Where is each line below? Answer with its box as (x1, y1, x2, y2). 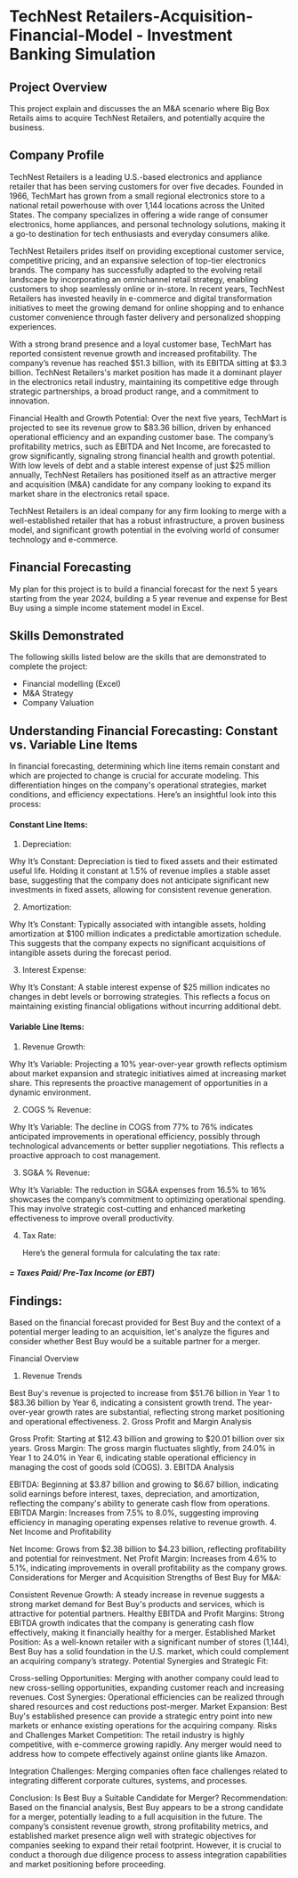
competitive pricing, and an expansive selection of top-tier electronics (9, 255, 267, 265)
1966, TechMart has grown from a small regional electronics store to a (9, 190, 265, 201)
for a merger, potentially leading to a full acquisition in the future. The (9, 1811, 263, 1823)
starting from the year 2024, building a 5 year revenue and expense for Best (9, 592, 288, 603)
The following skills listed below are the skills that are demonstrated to (9, 652, 267, 663)
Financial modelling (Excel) (21, 679, 122, 690)
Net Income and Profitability (9, 1526, 112, 1538)
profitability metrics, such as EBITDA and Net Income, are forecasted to (9, 441, 271, 452)
